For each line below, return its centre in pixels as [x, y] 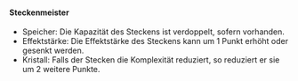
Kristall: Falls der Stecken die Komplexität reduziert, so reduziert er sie [151, 60]
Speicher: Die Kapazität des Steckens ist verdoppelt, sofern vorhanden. [153, 32]
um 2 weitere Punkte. [61, 70]
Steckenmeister [39, 12]
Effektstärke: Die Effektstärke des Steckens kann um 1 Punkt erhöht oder [155, 41]
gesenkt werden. [53, 51]
